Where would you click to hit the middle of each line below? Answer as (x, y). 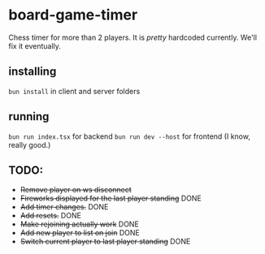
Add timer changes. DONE (64, 207)
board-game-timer (73, 15)
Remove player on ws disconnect (76, 190)
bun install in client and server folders (74, 91)
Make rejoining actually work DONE (80, 224)
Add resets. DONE (50, 216)
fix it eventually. (35, 45)
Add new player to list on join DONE (80, 233)
